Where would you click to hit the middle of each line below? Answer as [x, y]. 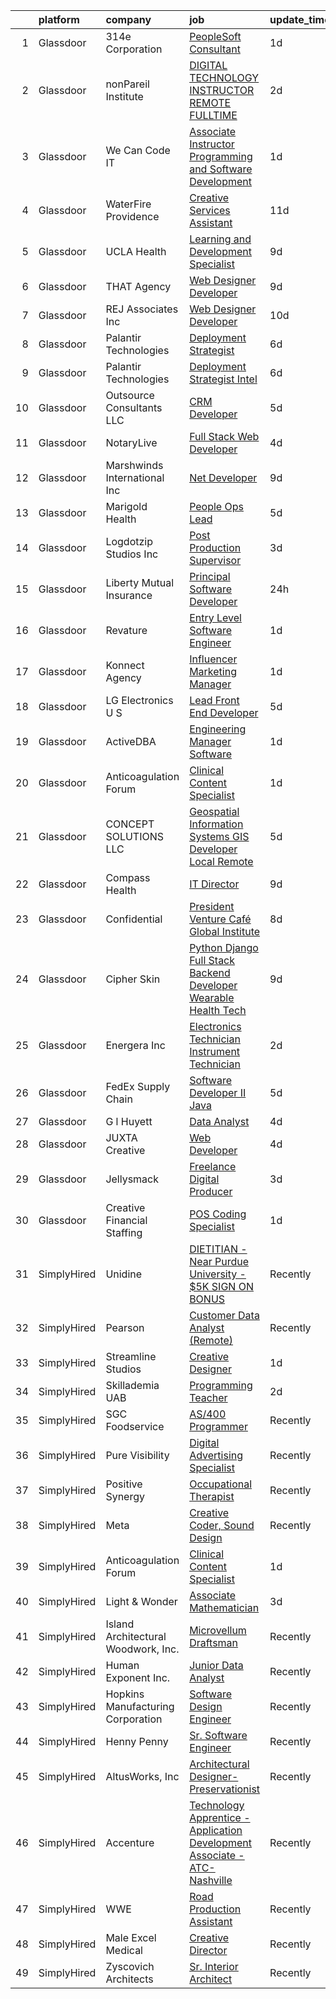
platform [59, 19]
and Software [221, 169]
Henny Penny [137, 1741]
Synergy [125, 1496]
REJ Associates [142, 309]
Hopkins [125, 1694]
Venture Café [220, 919]
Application [216, 1830]
